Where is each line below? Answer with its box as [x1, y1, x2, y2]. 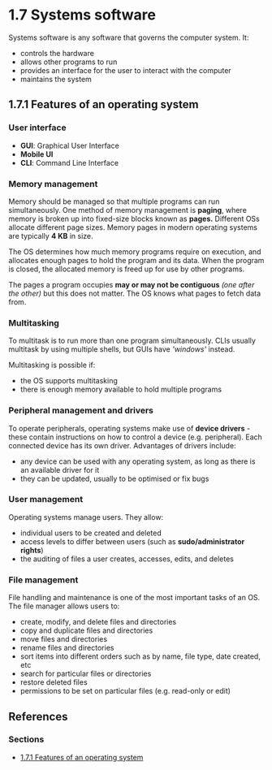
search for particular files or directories [19, 668, 152, 679]
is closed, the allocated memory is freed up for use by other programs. [8, 264, 245, 274]
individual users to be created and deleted [19, 528, 162, 538]
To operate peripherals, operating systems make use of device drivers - [8, 423, 251, 433]
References [8, 709, 68, 724]
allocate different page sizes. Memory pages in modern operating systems [8, 222, 258, 232]
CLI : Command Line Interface [19, 158, 119, 167]
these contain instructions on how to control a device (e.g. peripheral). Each [8, 432, 262, 442]
